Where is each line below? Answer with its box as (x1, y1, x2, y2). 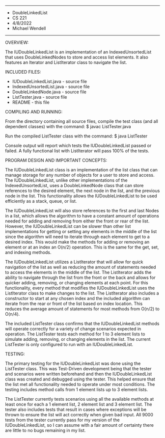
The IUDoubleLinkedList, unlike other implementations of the (5, 177, 128, 183)
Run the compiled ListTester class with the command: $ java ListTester (5, 133, 148, 139)
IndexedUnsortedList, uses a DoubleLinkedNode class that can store (5, 183, 144, 188)
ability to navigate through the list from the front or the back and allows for (5, 274, 156, 280)
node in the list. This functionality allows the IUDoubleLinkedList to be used (5, 193, 157, 199)
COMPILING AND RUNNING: (5, 109, 63, 114)
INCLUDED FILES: (5, 69, 41, 75)
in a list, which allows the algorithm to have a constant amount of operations (5, 213, 160, 219)
